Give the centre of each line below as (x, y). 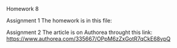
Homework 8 (23, 9)
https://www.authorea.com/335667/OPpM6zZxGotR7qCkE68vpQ (88, 39)
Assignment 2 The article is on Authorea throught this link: (79, 32)
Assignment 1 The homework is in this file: (59, 20)
